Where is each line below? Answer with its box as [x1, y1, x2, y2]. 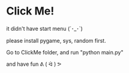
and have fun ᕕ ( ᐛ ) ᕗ [6, 60, 62, 68]
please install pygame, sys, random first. [6, 37, 106, 44]
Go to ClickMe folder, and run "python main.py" [6, 48, 124, 56]
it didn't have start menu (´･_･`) [6, 25, 83, 32]
